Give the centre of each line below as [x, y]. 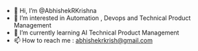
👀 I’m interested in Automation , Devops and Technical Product [102, 18]
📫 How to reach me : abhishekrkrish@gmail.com [83, 40]
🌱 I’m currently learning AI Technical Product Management [96, 32]
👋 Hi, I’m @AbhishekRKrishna [55, 11]
